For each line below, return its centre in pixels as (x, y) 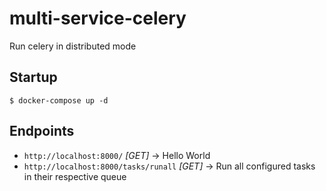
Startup (33, 77)
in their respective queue (75, 176)
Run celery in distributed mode (73, 46)
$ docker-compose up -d (59, 100)
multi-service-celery (98, 18)
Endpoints (42, 131)
